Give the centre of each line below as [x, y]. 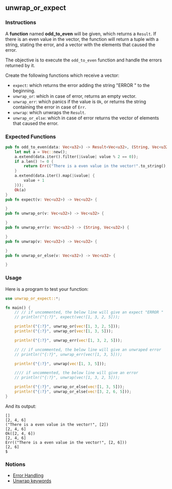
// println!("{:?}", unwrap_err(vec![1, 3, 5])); [69, 354]
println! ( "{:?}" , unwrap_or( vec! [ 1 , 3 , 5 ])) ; [64, 331]
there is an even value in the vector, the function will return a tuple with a [82, 39]
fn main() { [18, 308]
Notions [15, 464]
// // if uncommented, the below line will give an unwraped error [88, 350]
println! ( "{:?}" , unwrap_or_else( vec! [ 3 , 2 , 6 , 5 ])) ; [73, 392]
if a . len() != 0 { [34, 161]
